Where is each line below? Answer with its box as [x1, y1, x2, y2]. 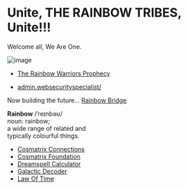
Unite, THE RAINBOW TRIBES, [7, 5, 182, 21]
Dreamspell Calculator [17, 159, 81, 168]
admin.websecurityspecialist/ [17, 82, 102, 91]
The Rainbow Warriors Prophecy [17, 69, 110, 78]
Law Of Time [17, 174, 54, 183]
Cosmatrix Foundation [17, 152, 81, 161]
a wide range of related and [7, 124, 87, 132]
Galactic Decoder [17, 167, 67, 175]
